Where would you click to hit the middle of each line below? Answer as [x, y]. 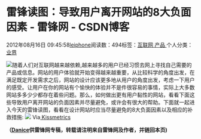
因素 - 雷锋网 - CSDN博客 [68, 27]
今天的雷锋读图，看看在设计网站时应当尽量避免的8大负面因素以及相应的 [99, 109]
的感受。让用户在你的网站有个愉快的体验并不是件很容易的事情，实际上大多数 [100, 87]
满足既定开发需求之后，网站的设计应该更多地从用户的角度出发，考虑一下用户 [100, 80]
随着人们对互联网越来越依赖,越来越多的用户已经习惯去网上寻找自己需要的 [102, 65]
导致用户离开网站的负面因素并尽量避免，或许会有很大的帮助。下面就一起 [100, 102]
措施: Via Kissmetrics [41, 117]
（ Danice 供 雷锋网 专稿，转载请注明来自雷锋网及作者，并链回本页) [87, 129]
